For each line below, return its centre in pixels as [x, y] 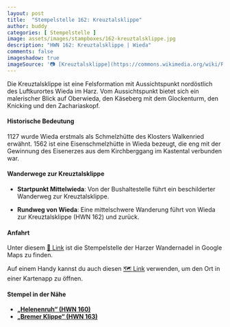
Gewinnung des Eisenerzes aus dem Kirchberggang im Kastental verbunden [115, 151]
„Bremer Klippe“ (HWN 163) [57, 317]
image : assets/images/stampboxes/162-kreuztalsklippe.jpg [91, 39]
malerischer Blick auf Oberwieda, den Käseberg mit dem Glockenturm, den [113, 98]
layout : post [26, 13]
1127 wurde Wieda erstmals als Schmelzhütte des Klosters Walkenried [105, 136]
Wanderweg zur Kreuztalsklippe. [63, 196]
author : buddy [27, 26]
